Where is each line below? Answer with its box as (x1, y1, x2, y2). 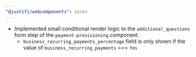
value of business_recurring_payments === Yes (23, 44, 138, 51)
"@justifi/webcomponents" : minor (5, 8, 88, 15)
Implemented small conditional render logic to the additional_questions (14, 25, 191, 32)
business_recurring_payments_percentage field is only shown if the (23, 37, 185, 45)
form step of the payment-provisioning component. (14, 31, 140, 39)
